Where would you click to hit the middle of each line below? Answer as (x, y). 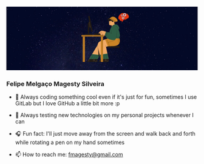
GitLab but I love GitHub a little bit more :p (67, 103)
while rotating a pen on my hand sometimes (70, 142)
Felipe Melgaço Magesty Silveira (55, 84)
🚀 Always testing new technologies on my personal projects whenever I (104, 115)
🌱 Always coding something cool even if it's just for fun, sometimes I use (106, 97)
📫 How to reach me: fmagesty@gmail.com (69, 154)
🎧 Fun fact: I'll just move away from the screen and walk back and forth (105, 134)
